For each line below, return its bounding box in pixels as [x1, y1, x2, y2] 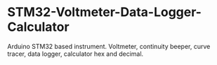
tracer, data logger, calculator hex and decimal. [7, 50, 144, 58]
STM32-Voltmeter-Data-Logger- [7, 4, 202, 20]
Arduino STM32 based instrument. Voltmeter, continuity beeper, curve [7, 42, 211, 50]
